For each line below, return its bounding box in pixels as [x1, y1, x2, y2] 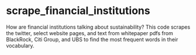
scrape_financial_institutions [6, 4, 150, 18]
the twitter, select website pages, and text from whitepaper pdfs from [6, 29, 174, 36]
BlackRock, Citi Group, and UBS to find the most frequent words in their [6, 36, 178, 43]
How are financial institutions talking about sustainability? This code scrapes [6, 23, 191, 30]
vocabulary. [6, 42, 35, 49]
